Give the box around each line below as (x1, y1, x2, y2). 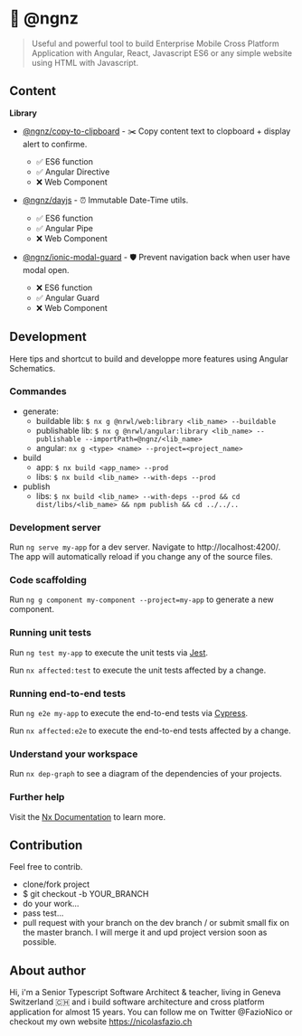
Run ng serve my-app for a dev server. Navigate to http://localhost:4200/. (9, 542, 281, 552)
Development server (9, 521, 101, 533)
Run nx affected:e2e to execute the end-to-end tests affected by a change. (9, 725, 291, 736)
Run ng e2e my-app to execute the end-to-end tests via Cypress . (9, 708, 249, 719)
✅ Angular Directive (35, 166, 110, 177)
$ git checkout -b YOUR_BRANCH (22, 889, 149, 899)
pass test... (22, 908, 64, 918)
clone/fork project (22, 879, 90, 890)
